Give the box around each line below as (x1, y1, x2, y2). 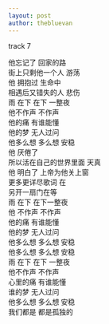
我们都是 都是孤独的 (8, 306, 73, 316)
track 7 (8, 41, 32, 50)
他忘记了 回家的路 (8, 57, 66, 67)
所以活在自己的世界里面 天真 (8, 157, 101, 167)
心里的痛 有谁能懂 (8, 277, 66, 286)
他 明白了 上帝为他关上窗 (8, 167, 89, 176)
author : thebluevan (8, 19, 73, 27)
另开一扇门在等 (8, 187, 57, 196)
